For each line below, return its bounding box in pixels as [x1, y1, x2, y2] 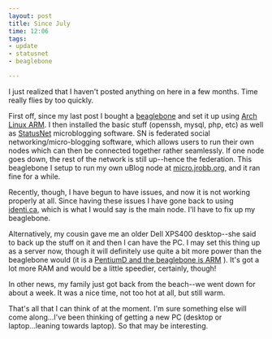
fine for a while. [8, 172, 61, 181]
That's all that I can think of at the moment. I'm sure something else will [8, 303, 247, 313]
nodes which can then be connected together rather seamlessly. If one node [8, 146, 265, 155]
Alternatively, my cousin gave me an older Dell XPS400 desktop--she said [8, 228, 257, 238]
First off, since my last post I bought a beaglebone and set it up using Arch [8, 111, 257, 120]
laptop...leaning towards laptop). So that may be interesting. [8, 320, 209, 330]
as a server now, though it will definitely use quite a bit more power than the [8, 246, 262, 256]
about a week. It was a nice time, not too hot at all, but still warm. [8, 288, 226, 298]
